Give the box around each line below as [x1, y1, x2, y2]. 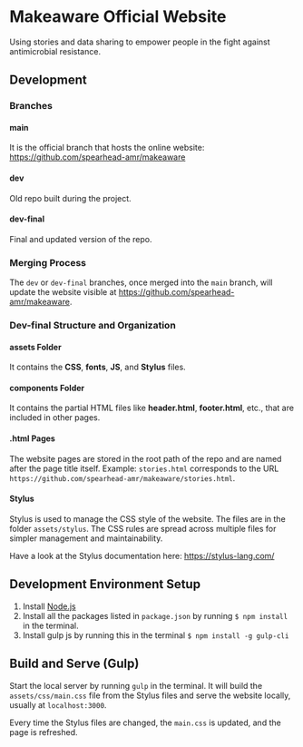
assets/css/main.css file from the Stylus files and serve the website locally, [9, 690, 291, 701]
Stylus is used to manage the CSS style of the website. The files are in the [9, 513, 286, 524]
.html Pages [9, 433, 56, 444]
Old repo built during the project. [9, 192, 132, 203]
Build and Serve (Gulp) [9, 656, 140, 672]
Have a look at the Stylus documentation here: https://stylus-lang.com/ [9, 550, 275, 561]
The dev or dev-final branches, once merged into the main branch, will [9, 277, 273, 288]
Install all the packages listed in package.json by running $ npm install [22, 610, 288, 621]
